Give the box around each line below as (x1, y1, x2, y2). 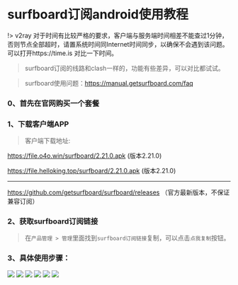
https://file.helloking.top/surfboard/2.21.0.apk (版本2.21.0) (7, 167, 176, 175)
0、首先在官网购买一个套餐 (7, 98, 100, 108)
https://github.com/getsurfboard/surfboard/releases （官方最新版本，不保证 (7, 188, 230, 197)
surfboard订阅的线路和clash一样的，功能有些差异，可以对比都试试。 (24, 64, 225, 72)
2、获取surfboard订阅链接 (7, 216, 98, 226)
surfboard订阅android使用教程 (7, 6, 189, 23)
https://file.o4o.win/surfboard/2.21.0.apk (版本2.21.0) (7, 151, 162, 160)
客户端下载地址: (24, 136, 71, 145)
